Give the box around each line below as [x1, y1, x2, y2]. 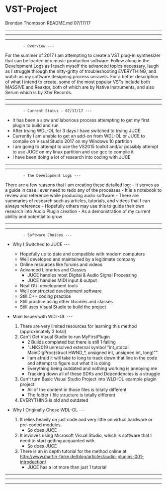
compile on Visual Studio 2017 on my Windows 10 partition [12, 138, 133, 144]
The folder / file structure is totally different [27, 392, 116, 398]
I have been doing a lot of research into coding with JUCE [12, 154, 131, 160]
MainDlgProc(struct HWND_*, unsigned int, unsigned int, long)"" [27, 350, 158, 356]
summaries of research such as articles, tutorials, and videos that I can [5, 198, 150, 204]
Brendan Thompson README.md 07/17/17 [5, 20, 91, 26]
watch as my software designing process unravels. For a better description [5, 73, 159, 79]
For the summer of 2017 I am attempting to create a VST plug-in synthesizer [5, 52, 161, 58]
